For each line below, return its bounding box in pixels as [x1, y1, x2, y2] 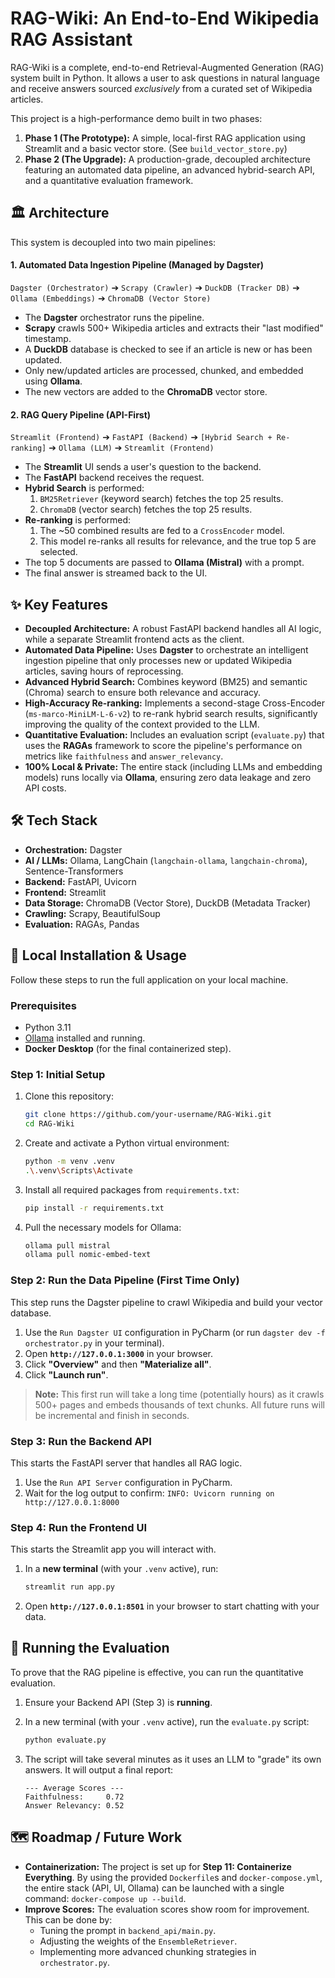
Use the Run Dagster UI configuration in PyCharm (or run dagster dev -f [24, 1326, 326, 1338]
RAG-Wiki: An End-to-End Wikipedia [10, 7, 320, 30]
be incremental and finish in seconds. [34, 1409, 190, 1421]
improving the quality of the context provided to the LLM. [24, 718, 260, 730]
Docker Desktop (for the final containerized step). [24, 1042, 232, 1054]
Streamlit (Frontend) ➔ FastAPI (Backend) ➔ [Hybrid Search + [10, 431, 273, 443]
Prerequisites [10, 998, 77, 1012]
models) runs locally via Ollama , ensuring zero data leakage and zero [24, 771, 312, 783]
